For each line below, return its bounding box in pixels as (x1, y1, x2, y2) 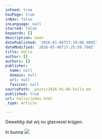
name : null (10, 68, 33, 73)
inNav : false (5, 17, 33, 22)
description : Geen (5, 36, 44, 41)
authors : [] (5, 59, 30, 64)
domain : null (10, 73, 37, 78)
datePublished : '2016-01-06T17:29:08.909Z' (5, 40, 98, 45)
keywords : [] (5, 31, 33, 36)
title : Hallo (5, 49, 33, 54)
